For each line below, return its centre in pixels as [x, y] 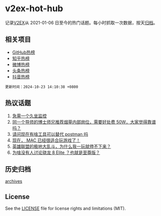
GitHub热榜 [23, 52]
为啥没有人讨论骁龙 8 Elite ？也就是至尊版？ [56, 152]
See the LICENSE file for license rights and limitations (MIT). [66, 209]
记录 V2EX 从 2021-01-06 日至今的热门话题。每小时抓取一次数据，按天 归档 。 [81, 22]
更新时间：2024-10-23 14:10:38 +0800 [42, 87]
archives [14, 181]
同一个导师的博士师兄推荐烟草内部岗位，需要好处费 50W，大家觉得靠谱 [84, 122]
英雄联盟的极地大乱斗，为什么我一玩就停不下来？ [61, 146]
